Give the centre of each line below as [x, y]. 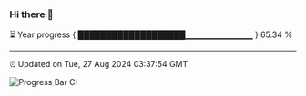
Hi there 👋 [32, 14]
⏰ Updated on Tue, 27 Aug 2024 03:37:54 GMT [99, 64]
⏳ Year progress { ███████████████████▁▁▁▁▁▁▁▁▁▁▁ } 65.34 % [151, 34]
